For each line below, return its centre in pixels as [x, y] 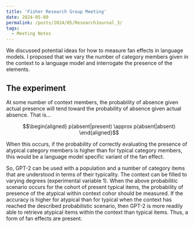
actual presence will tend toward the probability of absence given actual [94, 108]
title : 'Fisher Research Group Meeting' [57, 12]
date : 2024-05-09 [27, 17]
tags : [13, 28]
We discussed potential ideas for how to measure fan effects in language [95, 50]
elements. [18, 69]
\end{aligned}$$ [99, 132]
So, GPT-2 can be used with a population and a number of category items [96, 168]
